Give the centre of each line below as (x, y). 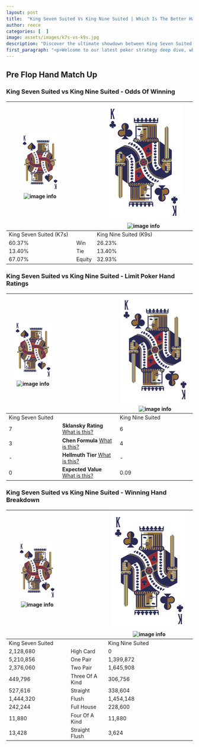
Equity (84, 259)
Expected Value (82, 470)
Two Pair (81, 668)
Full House (84, 707)
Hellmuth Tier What (86, 455)
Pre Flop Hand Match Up (52, 75)
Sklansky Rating (83, 426)
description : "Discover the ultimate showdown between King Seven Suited (99, 44)
